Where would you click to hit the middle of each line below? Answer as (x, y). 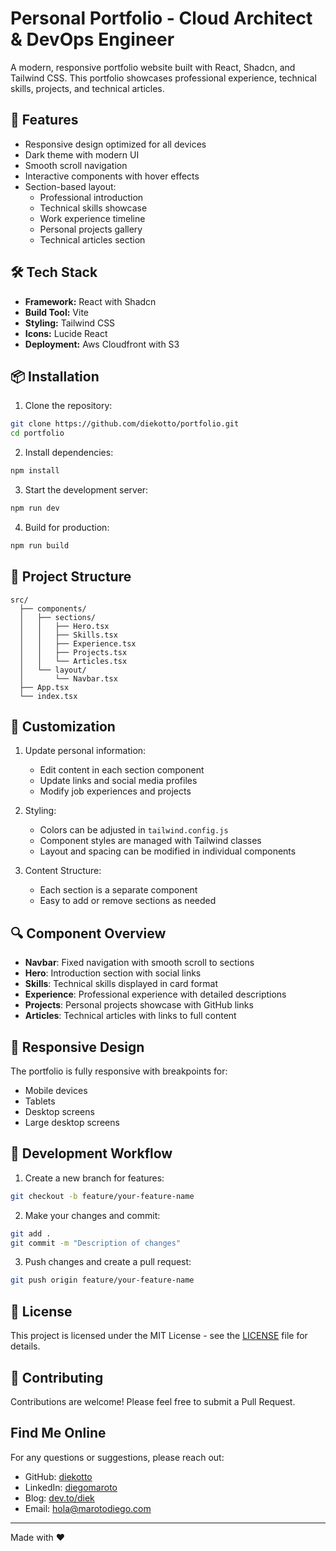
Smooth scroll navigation (76, 165)
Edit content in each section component (122, 770)
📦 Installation (55, 376)
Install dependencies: (69, 453)
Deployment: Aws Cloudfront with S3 (102, 344)
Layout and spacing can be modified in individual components (168, 851)
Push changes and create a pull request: (108, 1262)
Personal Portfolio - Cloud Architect (161, 18)
